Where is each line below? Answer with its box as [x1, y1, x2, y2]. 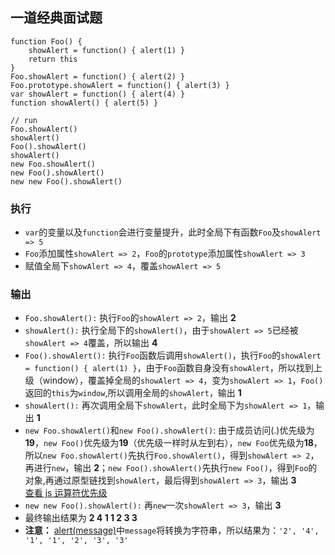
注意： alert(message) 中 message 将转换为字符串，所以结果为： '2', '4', [24, 524, 320, 537]
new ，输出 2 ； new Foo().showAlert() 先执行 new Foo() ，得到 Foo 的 [51, 462, 318, 474]
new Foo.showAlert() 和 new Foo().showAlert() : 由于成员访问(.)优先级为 [24, 424, 315, 437]
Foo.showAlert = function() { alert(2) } [10, 71, 186, 82]
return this [28, 54, 78, 64]
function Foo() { [10, 36, 83, 47]
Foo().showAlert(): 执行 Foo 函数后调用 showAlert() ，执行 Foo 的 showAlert [24, 349, 322, 362]
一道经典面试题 [10, 9, 103, 27]
